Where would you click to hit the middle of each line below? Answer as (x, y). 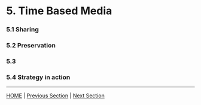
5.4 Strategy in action (38, 77)
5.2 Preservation (31, 46)
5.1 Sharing (22, 30)
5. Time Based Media (59, 11)
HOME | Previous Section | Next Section (55, 96)
